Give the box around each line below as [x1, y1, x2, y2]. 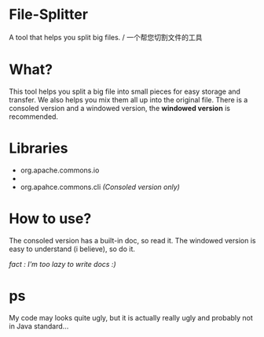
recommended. [9, 112, 58, 121]
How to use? [9, 210, 92, 228]
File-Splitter [9, 6, 89, 24]
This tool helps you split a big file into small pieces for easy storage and [9, 87, 240, 96]
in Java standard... [9, 321, 69, 331]
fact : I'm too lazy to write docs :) [9, 259, 116, 268]
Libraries [9, 139, 68, 157]
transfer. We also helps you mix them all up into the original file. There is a [9, 94, 248, 104]
